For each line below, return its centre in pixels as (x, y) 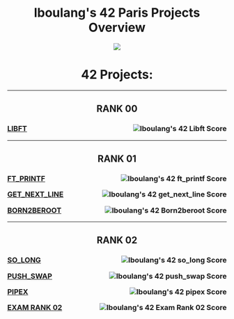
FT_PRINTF (26, 178)
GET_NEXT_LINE (36, 194)
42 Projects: (117, 75)
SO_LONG (24, 260)
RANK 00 (117, 109)
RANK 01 (117, 158)
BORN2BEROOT (34, 210)
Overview (117, 28)
